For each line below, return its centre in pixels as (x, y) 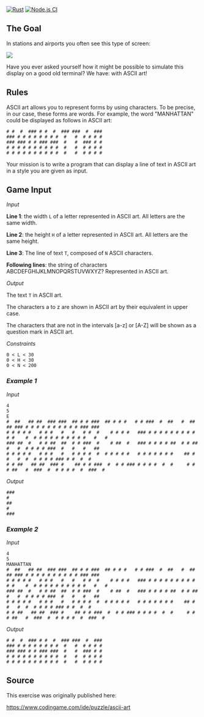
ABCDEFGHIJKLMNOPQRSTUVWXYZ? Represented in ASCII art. (88, 272)
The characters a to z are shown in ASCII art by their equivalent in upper (97, 307)
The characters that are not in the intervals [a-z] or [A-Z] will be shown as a (101, 325)
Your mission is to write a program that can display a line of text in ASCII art (101, 164)
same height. (23, 241)
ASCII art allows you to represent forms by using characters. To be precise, (101, 107)
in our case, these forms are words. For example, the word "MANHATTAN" (100, 114)
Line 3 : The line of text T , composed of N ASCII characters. (80, 253)
